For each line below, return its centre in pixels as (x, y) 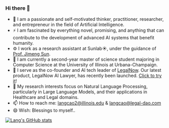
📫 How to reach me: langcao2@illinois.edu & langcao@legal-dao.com (87, 103)
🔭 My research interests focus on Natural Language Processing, (80, 87)
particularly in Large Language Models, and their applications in (80, 92)
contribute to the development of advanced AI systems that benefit (83, 38)
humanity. (23, 43)
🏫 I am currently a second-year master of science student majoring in (86, 59)
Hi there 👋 (18, 8)
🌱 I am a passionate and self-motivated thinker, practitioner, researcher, (88, 19)
